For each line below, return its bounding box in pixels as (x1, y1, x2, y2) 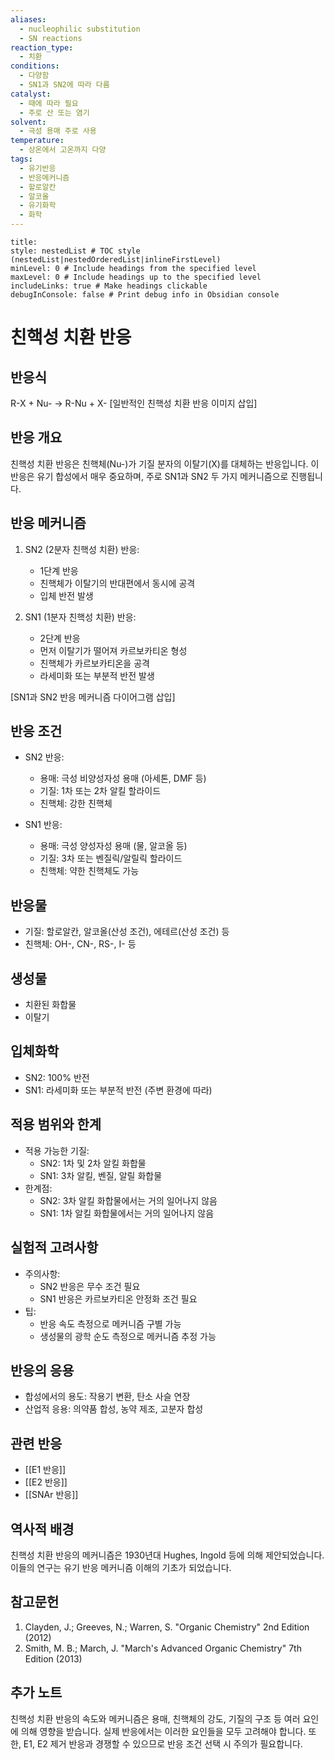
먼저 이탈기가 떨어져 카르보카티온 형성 (39, 644, 188, 656)
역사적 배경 (10, 1521, 75, 1538)
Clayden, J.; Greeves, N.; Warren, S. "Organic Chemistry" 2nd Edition (24, 1621, 310, 1633)
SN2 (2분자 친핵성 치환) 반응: (24, 543, 140, 555)
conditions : (10, 61, 60, 71)
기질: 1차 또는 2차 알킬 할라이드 (39, 785, 162, 797)
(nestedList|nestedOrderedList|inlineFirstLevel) (10, 255, 222, 265)
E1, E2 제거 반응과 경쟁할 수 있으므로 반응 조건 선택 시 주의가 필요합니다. (23, 1737, 303, 1750)
